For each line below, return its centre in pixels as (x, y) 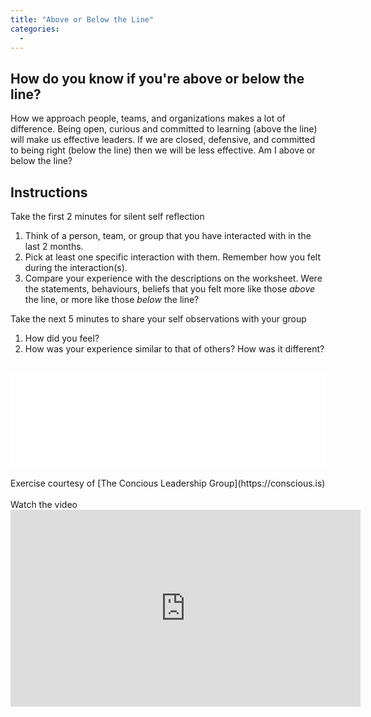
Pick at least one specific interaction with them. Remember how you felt (172, 257)
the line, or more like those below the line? (112, 299)
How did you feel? (62, 338)
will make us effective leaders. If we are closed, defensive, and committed (163, 140)
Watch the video (44, 504)
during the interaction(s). (76, 267)
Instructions (49, 192)
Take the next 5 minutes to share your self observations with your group (158, 319)
